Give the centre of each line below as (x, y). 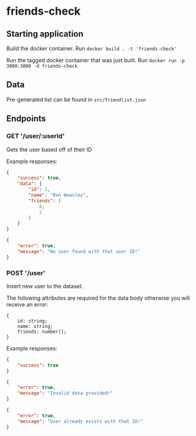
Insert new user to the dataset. (45, 286)
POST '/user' (26, 273)
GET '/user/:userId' (36, 136)
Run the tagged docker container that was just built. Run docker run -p (96, 60)
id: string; (32, 321)
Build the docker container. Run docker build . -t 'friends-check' (92, 48)
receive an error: (27, 304)
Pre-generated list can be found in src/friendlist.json (76, 100)
